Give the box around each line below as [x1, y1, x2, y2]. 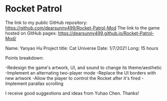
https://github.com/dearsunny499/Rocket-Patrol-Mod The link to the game [5, 24, 160, 30]
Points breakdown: [5, 54, 44, 60]
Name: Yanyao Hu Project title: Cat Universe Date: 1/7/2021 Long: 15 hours [5, 45, 159, 51]
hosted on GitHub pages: [5, 30, 57, 36]
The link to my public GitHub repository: [5, 19, 88, 25]
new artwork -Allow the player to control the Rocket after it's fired [5, 75, 141, 81]
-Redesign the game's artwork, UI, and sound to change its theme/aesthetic [5, 64, 162, 70]
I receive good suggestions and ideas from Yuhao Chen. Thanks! [5, 90, 139, 96]
